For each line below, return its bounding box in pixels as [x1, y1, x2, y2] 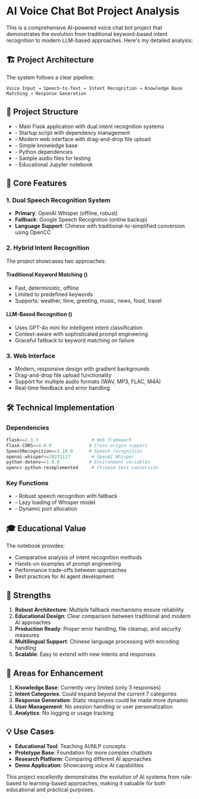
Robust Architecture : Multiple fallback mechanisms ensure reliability [14, 606, 184, 613]
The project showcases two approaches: [6, 257, 106, 265]
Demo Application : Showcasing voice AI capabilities [14, 761, 144, 768]
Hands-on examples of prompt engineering [14, 560, 121, 567]
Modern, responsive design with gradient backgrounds [14, 365, 150, 372]
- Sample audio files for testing [14, 154, 91, 162]
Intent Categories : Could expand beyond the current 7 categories [14, 690, 177, 697]
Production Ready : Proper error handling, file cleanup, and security [14, 625, 182, 633]
